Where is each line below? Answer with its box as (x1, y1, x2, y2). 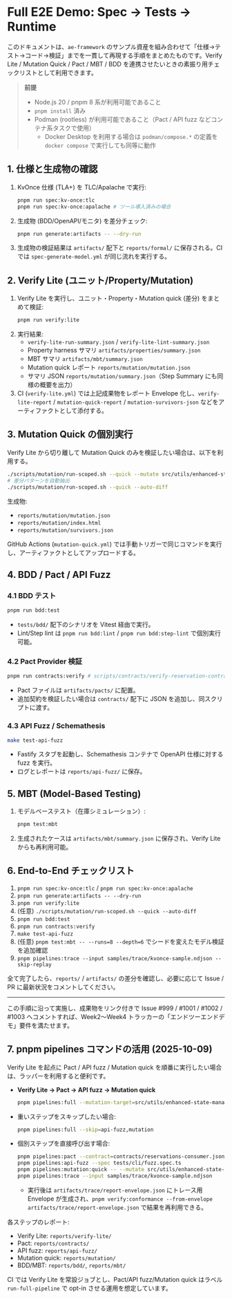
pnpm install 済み (34, 106, 86, 115)
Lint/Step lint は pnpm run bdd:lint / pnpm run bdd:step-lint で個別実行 (17, 629, 221, 637)
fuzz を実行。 (17, 758, 57, 767)
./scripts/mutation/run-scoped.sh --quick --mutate (7, 471, 159, 478)
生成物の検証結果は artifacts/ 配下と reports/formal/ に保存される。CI (17, 243, 223, 252)
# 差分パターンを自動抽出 (7, 477, 70, 484)
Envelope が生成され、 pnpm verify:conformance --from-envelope (27, 1194, 213, 1203)
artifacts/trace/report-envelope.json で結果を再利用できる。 (27, 1203, 207, 1211)
